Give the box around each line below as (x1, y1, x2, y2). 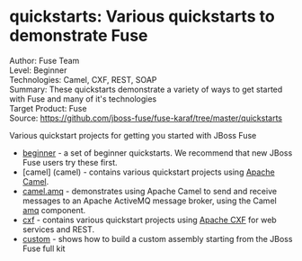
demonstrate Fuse (9, 25, 148, 46)
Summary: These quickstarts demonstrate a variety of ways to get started (9, 84, 283, 94)
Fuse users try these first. (22, 157, 119, 167)
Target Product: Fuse (9, 103, 87, 113)
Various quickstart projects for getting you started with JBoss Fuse (9, 130, 257, 140)
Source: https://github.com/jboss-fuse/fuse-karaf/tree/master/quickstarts (9, 112, 283, 123)
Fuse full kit (22, 243, 66, 254)
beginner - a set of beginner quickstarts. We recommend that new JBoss (22, 147, 293, 158)
